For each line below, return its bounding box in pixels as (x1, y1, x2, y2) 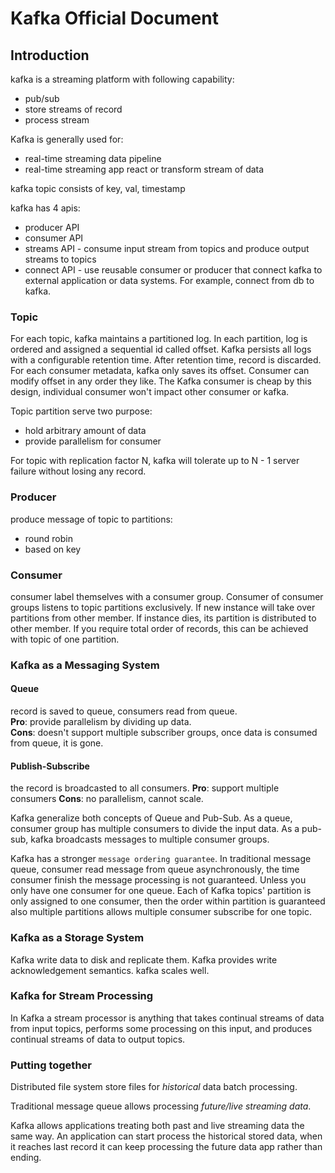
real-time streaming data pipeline (24, 153, 162, 164)
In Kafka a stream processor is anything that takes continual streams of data (10, 1012, 325, 1024)
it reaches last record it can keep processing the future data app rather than (10, 1141, 323, 1153)
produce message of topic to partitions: (10, 513, 173, 525)
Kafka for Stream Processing (10, 989, 154, 1003)
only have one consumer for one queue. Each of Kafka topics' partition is (10, 885, 312, 897)
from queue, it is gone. (10, 737, 104, 749)
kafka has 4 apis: (10, 202, 81, 214)
